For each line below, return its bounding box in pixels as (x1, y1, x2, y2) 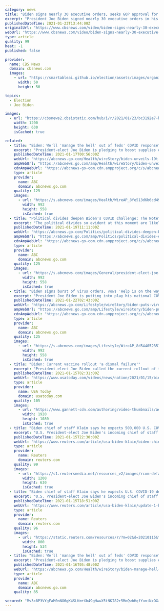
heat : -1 (5, 44, 23, 49)
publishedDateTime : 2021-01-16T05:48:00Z (14, 562, 99, 567)
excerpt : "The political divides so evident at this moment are (14, 220, 147, 226)
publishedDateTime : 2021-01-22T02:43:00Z (14, 298, 99, 303)
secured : (5, 599, 23, 604)
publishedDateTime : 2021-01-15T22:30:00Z (14, 434, 99, 439)
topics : (5, 93, 21, 98)
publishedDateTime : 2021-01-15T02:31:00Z (14, 371, 99, 376)
